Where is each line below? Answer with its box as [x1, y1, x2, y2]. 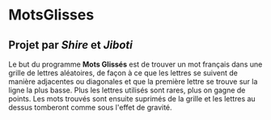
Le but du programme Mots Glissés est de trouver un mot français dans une [8, 59, 263, 69]
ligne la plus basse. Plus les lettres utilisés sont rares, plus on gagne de [8, 85, 246, 95]
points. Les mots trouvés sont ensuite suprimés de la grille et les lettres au [8, 94, 256, 103]
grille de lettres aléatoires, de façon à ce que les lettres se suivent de [8, 68, 239, 78]
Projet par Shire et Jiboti [8, 38, 133, 52]
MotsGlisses [8, 6, 95, 24]
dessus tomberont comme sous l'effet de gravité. [8, 103, 172, 112]
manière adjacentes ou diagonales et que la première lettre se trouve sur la [8, 77, 258, 86]
